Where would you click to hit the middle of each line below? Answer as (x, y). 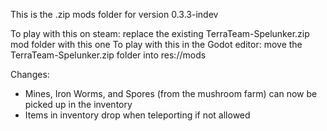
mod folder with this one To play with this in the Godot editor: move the (156, 44)
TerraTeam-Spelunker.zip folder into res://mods (108, 55)
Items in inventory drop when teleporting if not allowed (137, 115)
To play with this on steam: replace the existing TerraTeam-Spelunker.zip (160, 33)
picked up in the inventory (78, 104)
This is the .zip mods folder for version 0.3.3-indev (114, 14)
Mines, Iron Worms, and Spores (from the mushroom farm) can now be (171, 93)
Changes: (30, 74)
